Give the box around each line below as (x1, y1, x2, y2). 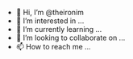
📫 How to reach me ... (15, 42, 91, 51)
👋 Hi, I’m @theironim (15, 8, 85, 17)
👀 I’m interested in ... (15, 16, 85, 26)
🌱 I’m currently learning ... (15, 25, 102, 33)
